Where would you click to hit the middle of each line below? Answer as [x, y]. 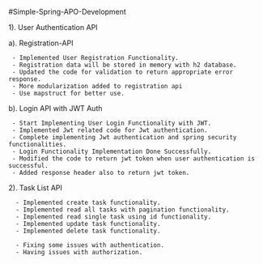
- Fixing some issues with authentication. [90, 245]
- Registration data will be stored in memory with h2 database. [124, 65]
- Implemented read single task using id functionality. [114, 217]
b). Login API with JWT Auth [55, 108]
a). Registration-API [41, 43]
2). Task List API [36, 188]
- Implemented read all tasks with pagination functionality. [123, 210]
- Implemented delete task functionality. [88, 231]
